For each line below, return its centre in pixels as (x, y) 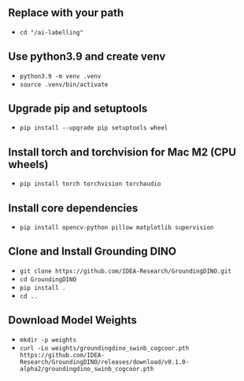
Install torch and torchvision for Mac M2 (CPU (122, 152)
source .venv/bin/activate (64, 84)
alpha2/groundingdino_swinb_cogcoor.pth (87, 368)
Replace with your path (66, 13)
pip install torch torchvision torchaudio (90, 184)
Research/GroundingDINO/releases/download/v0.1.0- (104, 362)
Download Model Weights (73, 320)
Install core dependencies (73, 208)
